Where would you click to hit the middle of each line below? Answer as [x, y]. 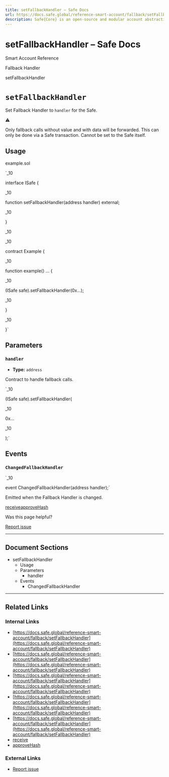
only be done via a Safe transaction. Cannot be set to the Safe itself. [76, 135]
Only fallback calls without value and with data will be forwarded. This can [82, 130]
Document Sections [37, 548]
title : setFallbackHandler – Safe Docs [47, 10]
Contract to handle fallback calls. [39, 379]
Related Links [27, 607]
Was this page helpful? [29, 517]
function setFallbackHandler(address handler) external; [62, 202]
